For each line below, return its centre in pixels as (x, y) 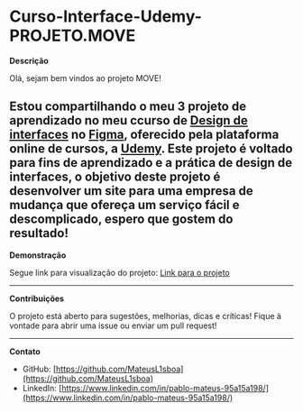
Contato (25, 351)
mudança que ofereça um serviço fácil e (125, 205)
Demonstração (38, 255)
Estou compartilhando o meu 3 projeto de (128, 107)
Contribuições (37, 298)
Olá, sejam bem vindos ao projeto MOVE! (86, 78)
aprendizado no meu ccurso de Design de (129, 120)
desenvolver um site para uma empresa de (132, 191)
